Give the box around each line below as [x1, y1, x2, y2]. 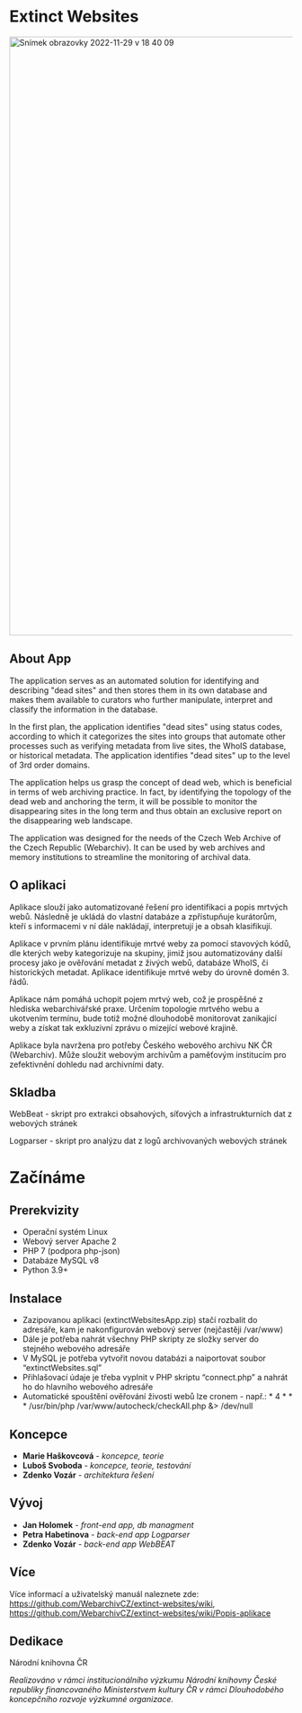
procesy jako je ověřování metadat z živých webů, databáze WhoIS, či [9, 957, 269, 968]
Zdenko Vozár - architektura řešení [22, 1469, 155, 1480]
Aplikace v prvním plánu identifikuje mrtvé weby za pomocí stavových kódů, [9, 937, 291, 949]
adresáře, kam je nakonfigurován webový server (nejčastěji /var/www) [22, 1324, 284, 1336]
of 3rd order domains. [9, 759, 91, 770]
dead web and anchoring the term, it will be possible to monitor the [9, 795, 258, 806]
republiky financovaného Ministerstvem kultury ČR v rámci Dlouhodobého [9, 1684, 285, 1695]
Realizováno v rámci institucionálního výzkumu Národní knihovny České [9, 1674, 277, 1686]
